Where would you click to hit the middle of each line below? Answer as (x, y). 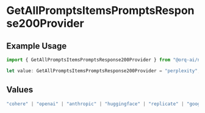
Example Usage (37, 46)
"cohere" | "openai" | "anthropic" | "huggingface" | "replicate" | (95, 104)
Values (20, 90)
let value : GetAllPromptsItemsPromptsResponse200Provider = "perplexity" (102, 70)
